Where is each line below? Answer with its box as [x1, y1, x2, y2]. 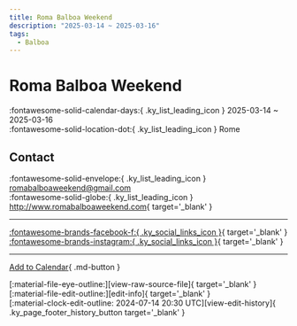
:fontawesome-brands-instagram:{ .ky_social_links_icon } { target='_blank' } [9, 237, 284, 246]
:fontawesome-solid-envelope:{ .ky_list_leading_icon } [9, 174, 207, 183]
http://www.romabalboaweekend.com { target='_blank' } [9, 201, 213, 212]
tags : [9, 29, 29, 38]
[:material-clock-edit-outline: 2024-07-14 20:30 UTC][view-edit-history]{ [9, 298, 277, 308]
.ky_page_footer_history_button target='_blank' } [9, 307, 186, 317]
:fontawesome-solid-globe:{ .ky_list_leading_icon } [9, 192, 194, 202]
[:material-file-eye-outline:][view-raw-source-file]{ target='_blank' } [9, 279, 257, 289]
